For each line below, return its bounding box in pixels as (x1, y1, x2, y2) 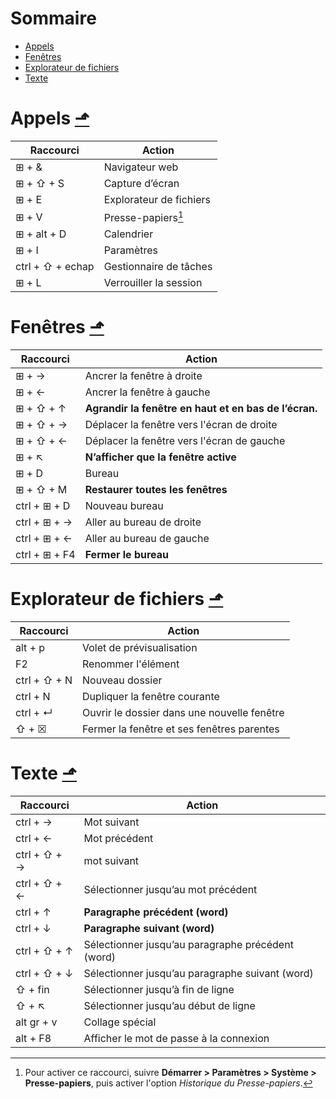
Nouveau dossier (82, 673, 163, 687)
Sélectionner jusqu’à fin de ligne (83, 983, 235, 997)
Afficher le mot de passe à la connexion (83, 1032, 270, 1046)
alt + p (15, 641, 46, 655)
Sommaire (10, 7, 97, 30)
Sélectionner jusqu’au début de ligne (83, 999, 256, 1013)
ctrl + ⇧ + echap (15, 260, 95, 274)
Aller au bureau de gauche (84, 532, 210, 546)
